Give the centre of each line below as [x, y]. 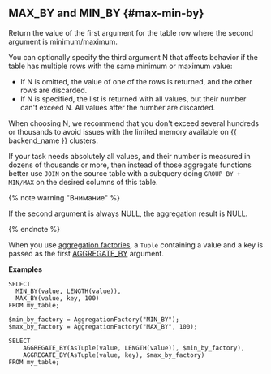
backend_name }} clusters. [54, 140]
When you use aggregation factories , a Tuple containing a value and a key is [136, 245]
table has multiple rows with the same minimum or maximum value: [120, 66]
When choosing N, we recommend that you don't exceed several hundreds [134, 123]
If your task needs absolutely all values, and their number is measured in [129, 156]
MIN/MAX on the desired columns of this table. [83, 182]
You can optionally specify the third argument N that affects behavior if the [133, 57]
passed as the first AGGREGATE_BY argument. [86, 253]
